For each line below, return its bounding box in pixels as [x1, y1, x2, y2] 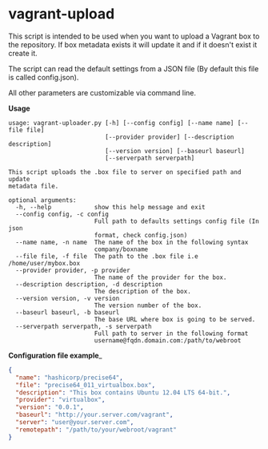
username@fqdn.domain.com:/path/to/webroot [94, 336, 242, 345]
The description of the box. [94, 287, 192, 295]
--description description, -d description [15, 280, 162, 289]
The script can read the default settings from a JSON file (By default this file [8, 63, 259, 73]
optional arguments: [8, 196, 78, 204]
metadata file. [8, 182, 59, 190]
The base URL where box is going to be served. [94, 315, 256, 323]
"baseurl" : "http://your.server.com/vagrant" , [15, 411, 174, 419]
